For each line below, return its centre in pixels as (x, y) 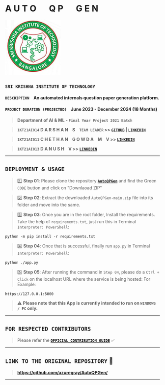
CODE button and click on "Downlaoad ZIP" (59, 188)
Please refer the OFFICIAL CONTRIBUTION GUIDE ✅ (66, 340)
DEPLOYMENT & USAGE (35, 169)
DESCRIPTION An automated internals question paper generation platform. (82, 98)
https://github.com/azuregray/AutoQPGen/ (62, 373)
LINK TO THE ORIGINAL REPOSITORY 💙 (59, 361)
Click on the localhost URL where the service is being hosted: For (84, 279)
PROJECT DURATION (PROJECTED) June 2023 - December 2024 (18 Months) (81, 109)
